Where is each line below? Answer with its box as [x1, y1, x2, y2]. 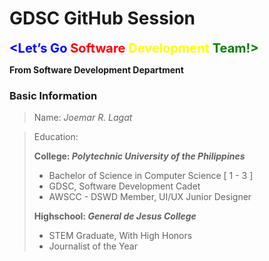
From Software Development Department [9, 63, 184, 76]
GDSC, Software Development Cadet [48, 180, 201, 192]
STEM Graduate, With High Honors [48, 230, 193, 242]
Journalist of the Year [48, 240, 138, 252]
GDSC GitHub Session [9, 7, 196, 30]
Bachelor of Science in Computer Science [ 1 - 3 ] [48, 170, 254, 182]
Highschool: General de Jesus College [33, 210, 197, 222]
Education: [33, 131, 79, 143]
